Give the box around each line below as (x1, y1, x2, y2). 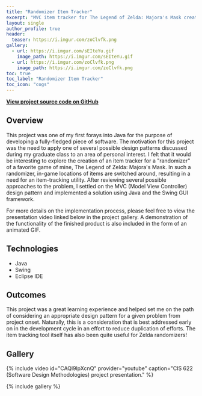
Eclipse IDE (14, 272, 43, 280)
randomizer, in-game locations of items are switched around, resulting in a (6, 170, 191, 177)
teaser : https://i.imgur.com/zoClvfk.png (11, 37, 117, 43)
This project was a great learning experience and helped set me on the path (6, 306, 194, 313)
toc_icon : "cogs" (6, 82, 50, 88)
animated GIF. (6, 226, 41, 234)
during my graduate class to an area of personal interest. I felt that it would (6, 150, 191, 158)
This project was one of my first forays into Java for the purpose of (6, 131, 173, 138)
